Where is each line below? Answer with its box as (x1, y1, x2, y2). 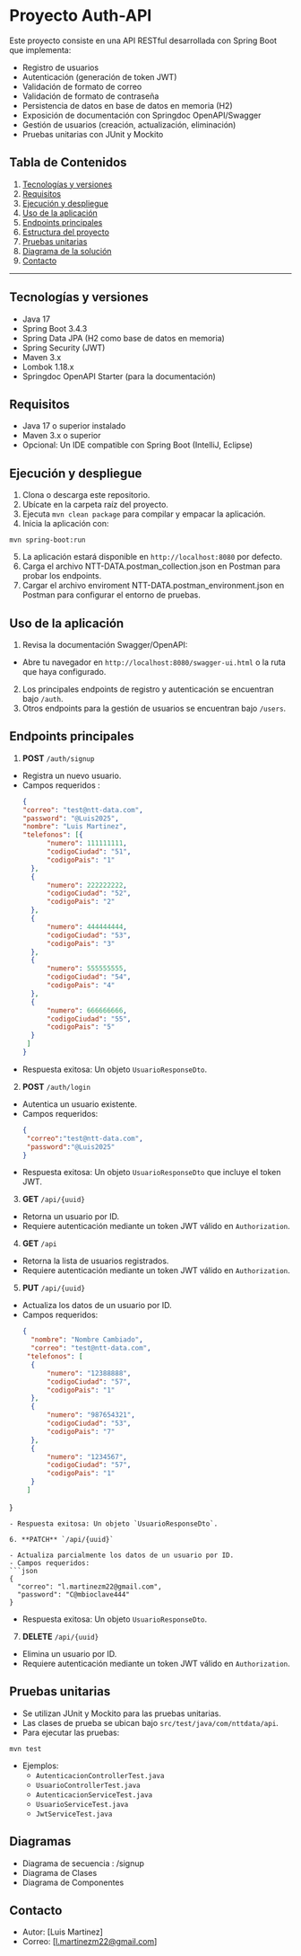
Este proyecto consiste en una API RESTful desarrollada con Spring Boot (9, 35, 278, 46)
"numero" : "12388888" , (46, 1368, 132, 1377)
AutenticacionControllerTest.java (35, 1771, 165, 1780)
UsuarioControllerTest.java (35, 1781, 141, 1790)
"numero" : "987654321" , (46, 1411, 136, 1420)
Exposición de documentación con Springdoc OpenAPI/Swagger (21, 110, 262, 120)
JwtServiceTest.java (35, 1810, 113, 1819)
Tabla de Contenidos (9, 155, 127, 171)
